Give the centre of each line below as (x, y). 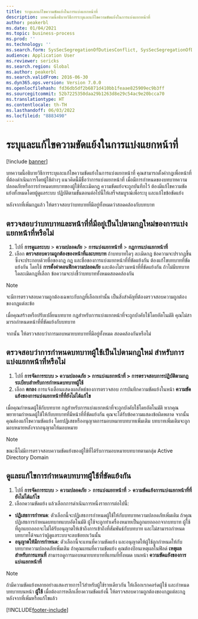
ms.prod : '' (21, 39)
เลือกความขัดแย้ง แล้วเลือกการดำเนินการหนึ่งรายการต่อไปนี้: (72, 503)
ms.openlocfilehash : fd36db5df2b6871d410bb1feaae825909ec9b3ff (85, 88)
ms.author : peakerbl (32, 72)
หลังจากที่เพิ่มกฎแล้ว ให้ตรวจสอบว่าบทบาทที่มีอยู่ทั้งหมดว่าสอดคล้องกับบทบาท (80, 205)
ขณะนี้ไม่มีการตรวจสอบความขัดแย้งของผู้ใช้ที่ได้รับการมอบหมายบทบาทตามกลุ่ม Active (90, 450)
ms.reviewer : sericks (33, 61)
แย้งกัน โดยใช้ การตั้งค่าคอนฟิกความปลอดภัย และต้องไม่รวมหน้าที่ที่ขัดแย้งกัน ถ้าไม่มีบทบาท (102, 267)
